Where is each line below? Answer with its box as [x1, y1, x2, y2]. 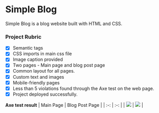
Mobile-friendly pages [12, 79, 60, 85]
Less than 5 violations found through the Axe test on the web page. [12, 85, 154, 92]
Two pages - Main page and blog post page [12, 62, 105, 69]
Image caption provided [12, 56, 63, 62]
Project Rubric [5, 33, 42, 40]
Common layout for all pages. [12, 68, 75, 74]
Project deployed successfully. [12, 91, 78, 97]
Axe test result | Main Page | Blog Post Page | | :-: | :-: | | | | [5, 102, 143, 108]
